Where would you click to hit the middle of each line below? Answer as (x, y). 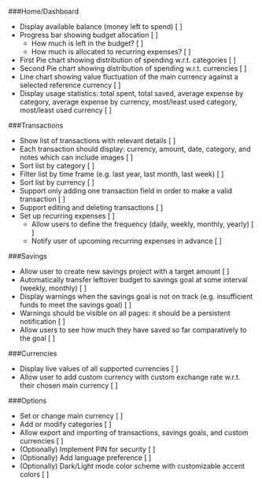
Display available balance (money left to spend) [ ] (101, 26)
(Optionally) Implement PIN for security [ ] (87, 449)
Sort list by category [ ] (57, 166)
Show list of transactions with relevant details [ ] (98, 140)
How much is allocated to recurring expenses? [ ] (111, 52)
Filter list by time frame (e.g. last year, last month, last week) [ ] (122, 174)
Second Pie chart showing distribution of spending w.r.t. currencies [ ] (133, 68)
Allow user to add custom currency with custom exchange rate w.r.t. (130, 377)
